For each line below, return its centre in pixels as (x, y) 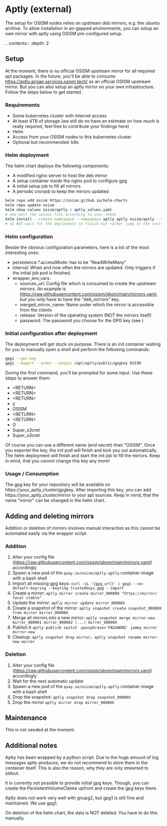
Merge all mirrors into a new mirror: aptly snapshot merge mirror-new (83, 618)
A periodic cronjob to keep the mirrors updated (60, 191)
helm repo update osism (30, 205)
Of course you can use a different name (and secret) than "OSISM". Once (80, 445)
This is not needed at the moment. (40, 730)
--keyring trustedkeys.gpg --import (86, 589)
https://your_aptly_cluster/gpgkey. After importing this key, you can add (78, 490)
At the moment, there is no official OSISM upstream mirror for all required (80, 71)
